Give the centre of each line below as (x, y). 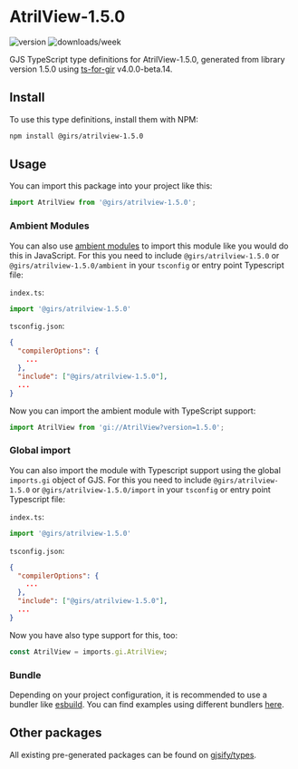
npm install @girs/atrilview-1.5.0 (77, 136)
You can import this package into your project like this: (111, 186)
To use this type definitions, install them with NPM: (104, 119)
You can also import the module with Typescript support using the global (145, 470)
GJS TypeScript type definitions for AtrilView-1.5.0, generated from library (147, 59)
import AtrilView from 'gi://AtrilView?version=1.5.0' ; (117, 427)
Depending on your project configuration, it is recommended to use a (138, 695)
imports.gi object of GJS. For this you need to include (111, 480)
